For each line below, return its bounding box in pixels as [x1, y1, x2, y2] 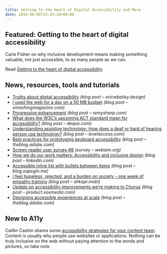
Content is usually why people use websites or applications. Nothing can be [5, 233, 161, 239]
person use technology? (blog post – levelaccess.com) [12, 131, 125, 137]
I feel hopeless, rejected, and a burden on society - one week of [12, 173, 144, 179]
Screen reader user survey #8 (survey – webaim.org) [12, 147, 121, 153]
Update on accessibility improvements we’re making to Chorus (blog [12, 184, 153, 190]
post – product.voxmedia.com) [12, 189, 76, 195]
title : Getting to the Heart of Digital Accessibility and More [5, 7, 141, 12]
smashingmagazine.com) [12, 105, 65, 111]
